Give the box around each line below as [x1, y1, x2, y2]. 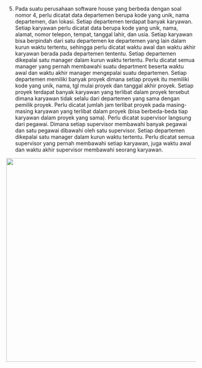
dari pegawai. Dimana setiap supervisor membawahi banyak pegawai [14, 121, 188, 127]
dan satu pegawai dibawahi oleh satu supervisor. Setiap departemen [14, 127, 185, 134]
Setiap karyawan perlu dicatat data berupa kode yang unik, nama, [14, 24, 179, 31]
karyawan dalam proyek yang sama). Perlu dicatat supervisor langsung [14, 114, 191, 121]
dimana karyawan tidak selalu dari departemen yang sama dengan [14, 95, 180, 102]
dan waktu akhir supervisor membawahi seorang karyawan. [14, 146, 164, 153]
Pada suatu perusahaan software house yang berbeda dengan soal [14, 5, 182, 12]
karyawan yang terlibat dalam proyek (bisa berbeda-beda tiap [34, 108, 188, 115]
